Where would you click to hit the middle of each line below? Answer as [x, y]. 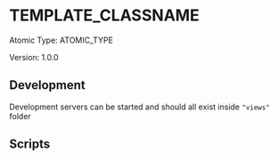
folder [20, 116]
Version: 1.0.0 [34, 57]
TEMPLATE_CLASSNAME [105, 16]
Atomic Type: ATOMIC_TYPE [61, 40]
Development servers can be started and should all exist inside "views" [139, 107]
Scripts [30, 144]
